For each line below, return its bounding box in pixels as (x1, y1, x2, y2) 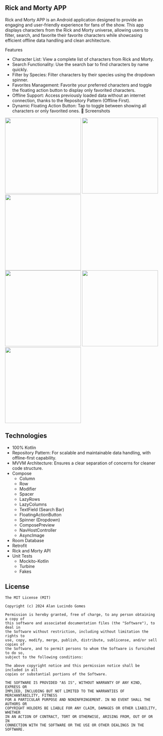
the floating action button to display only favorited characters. (12, 87, 136, 93)
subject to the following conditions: (5, 655, 83, 660)
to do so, (5, 650, 25, 655)
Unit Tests (12, 553, 33, 559)
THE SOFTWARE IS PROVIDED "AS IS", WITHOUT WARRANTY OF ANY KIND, (5, 680, 142, 685)
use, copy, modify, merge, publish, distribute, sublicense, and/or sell (5, 638, 158, 643)
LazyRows (19, 496, 40, 502)
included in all (5, 668, 38, 672)
